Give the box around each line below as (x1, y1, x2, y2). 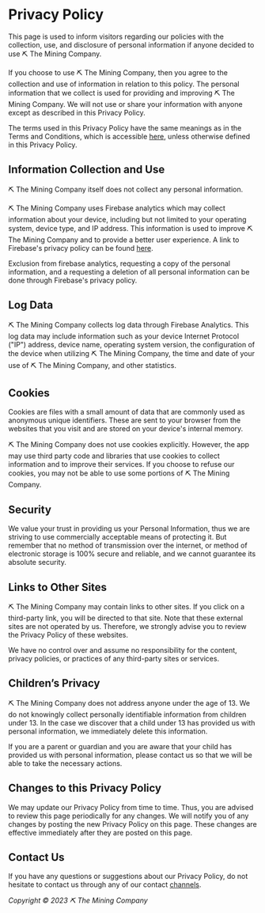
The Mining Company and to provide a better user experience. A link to (8, 235, 240, 244)
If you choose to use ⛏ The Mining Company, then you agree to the (8, 67, 228, 77)
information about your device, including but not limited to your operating (8, 214, 247, 224)
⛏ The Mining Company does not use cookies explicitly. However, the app (8, 440, 250, 449)
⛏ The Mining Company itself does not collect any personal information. (8, 184, 244, 194)
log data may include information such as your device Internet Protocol (8, 331, 240, 341)
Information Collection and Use (8, 163, 165, 176)
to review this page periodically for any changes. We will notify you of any (8, 811, 249, 820)
